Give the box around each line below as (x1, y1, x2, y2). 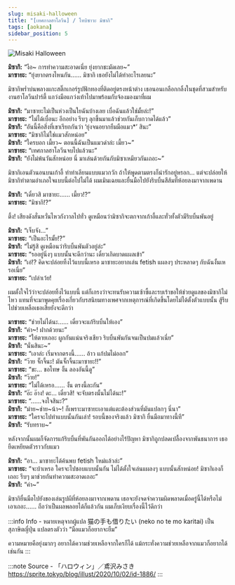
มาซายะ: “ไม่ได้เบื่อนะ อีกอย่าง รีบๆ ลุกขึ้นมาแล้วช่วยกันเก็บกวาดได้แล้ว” (8, 115, 171, 123)
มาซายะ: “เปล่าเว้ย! (8, 274, 52, 282)
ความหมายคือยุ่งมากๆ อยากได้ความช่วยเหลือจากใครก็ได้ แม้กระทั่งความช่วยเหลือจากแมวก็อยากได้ (8, 539, 228, 548)
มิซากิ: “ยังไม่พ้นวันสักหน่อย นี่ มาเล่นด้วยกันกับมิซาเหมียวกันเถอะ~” (8, 154, 165, 162)
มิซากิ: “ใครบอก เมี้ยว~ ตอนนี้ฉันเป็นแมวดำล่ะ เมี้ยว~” (8, 139, 135, 147)
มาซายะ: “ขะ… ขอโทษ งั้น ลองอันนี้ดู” (8, 365, 95, 373)
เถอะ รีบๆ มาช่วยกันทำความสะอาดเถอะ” (8, 472, 98, 481)
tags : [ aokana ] (8, 23, 53, 30)
